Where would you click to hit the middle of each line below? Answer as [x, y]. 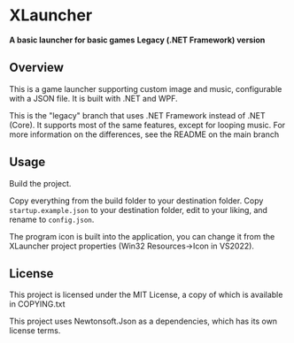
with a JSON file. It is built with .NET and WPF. [94, 98]
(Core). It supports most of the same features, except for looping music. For [147, 125]
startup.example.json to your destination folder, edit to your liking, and [139, 210]
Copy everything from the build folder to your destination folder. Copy [136, 201]
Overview [37, 68]
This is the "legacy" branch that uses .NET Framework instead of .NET [137, 115]
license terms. [35, 331]
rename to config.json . [52, 219]
